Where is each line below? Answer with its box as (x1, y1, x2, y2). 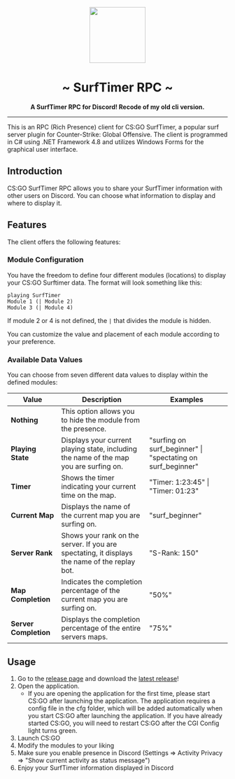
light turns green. (27, 726, 78, 734)
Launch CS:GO (17, 734, 61, 742)
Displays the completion (61, 615, 141, 624)
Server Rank (10, 548, 53, 558)
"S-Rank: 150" (149, 548, 199, 558)
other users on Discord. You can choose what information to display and (7, 191, 215, 199)
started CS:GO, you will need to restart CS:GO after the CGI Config (27, 719, 220, 727)
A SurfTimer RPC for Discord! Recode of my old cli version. (30, 102, 205, 111)
